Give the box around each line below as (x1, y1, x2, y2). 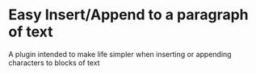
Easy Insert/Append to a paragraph (8, 6, 249, 24)
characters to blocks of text (8, 58, 100, 68)
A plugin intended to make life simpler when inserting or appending (8, 49, 232, 59)
